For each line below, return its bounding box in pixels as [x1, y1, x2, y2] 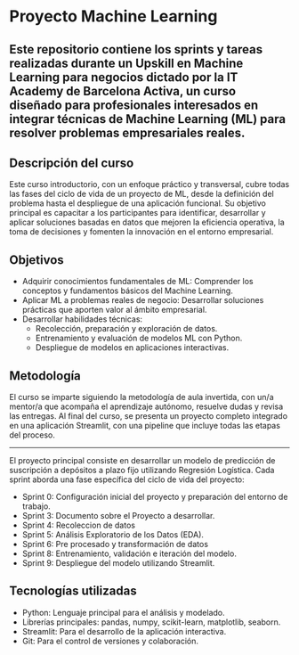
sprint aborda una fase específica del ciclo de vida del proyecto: [9, 474, 245, 485]
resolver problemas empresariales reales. [9, 125, 246, 140]
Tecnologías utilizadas [9, 584, 137, 599]
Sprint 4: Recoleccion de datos [21, 520, 136, 531]
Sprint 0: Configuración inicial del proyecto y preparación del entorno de [21, 492, 288, 503]
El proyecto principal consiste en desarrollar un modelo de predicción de [9, 455, 276, 466]
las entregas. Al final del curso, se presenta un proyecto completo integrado [9, 411, 287, 422]
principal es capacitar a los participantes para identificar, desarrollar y [9, 208, 266, 218]
